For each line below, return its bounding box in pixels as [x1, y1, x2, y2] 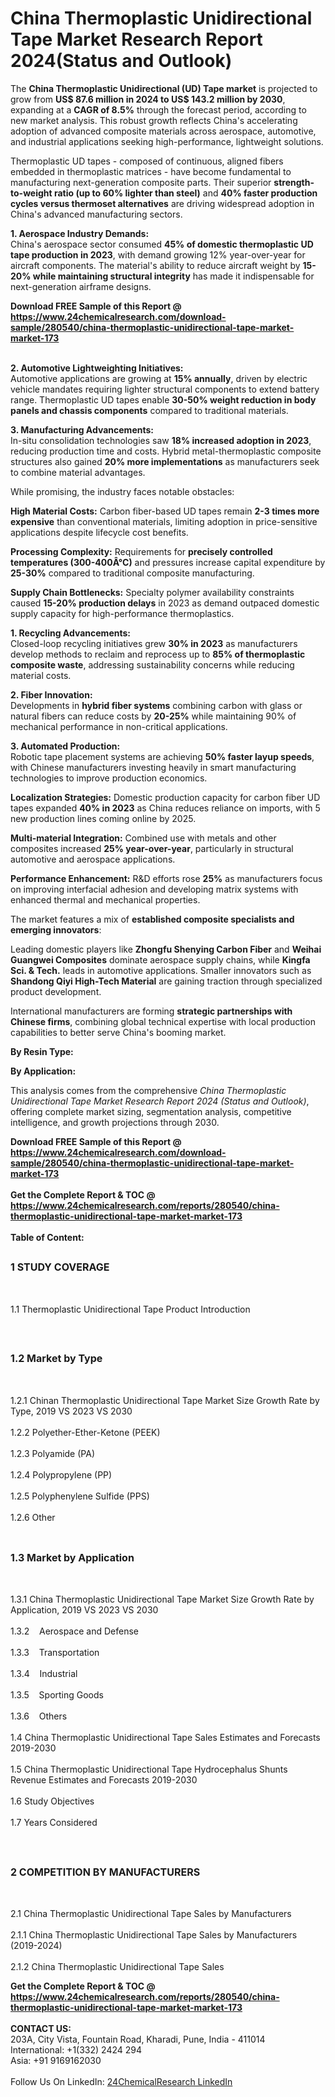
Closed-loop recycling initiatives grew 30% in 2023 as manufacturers [10, 637, 298, 649]
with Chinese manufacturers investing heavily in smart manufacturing [10, 761, 297, 773]
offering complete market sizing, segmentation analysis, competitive [10, 1105, 292, 1117]
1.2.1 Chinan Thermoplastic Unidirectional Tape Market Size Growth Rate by [10, 1394, 320, 1406]
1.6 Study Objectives [10, 1795, 95, 1807]
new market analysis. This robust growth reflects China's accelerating [10, 114, 298, 126]
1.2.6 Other [10, 1511, 56, 1523]
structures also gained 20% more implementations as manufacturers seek [10, 455, 320, 467]
